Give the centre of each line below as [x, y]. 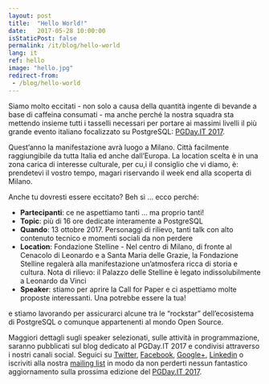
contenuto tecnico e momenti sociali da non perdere [106, 238]
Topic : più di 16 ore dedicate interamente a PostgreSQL [111, 221]
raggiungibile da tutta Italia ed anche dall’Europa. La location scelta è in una [133, 155]
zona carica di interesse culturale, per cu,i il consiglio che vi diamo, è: [124, 164]
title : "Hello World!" [48, 23]
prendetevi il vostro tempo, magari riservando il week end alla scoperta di [130, 173]
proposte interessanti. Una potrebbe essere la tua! [103, 297]
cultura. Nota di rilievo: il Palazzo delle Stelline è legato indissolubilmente [140, 272]
